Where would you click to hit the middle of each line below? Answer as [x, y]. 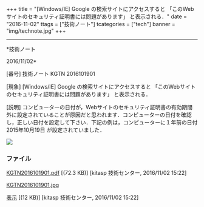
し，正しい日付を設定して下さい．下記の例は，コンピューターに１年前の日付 [102, 122]
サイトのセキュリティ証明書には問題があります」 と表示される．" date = [97, 16]
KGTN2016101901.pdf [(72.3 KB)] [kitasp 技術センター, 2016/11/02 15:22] [97, 173]
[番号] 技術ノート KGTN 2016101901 [51, 74]
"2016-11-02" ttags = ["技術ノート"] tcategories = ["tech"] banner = [91, 24]
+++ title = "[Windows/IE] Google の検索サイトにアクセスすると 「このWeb [100, 9]
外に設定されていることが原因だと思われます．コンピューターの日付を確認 [99, 115]
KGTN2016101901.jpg [33, 185]
